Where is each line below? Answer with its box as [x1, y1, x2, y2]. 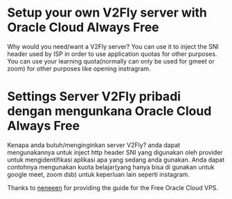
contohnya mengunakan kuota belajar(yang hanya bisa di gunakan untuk [7, 162, 215, 171]
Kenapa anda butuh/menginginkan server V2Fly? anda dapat [7, 140, 181, 149]
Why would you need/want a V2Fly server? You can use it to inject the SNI [7, 42, 220, 50]
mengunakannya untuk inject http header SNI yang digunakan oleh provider [7, 148, 223, 156]
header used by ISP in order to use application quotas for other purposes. [7, 50, 217, 58]
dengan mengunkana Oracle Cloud [7, 104, 212, 119]
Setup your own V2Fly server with [7, 5, 208, 21]
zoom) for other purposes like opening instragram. [7, 64, 151, 73]
